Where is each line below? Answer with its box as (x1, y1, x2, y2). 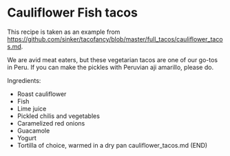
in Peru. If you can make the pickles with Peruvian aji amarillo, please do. (7, 63, 214, 71)
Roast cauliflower (17, 90, 67, 98)
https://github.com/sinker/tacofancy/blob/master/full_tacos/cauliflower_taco (7, 35, 223, 43)
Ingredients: (7, 76, 41, 84)
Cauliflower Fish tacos (7, 5, 138, 21)
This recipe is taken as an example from (7, 28, 121, 36)
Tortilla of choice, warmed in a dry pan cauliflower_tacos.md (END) (17, 141, 208, 149)
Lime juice (17, 104, 47, 113)
